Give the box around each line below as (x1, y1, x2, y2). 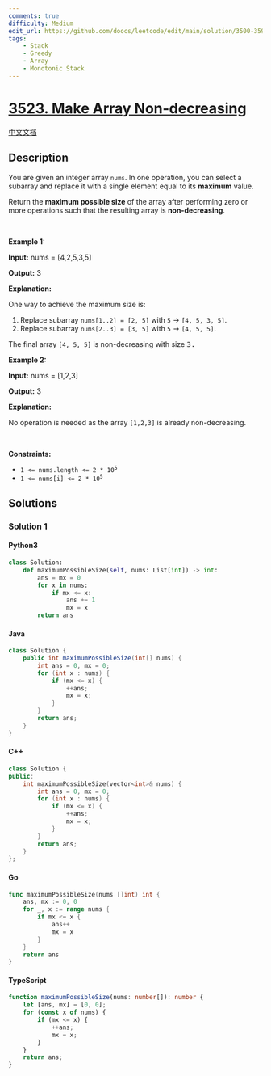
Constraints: (8, 449, 52, 458)
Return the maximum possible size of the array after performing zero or (8, 196, 248, 206)
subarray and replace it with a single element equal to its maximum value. (8, 181, 254, 191)
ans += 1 (65, 596, 95, 605)
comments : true (8, 11, 60, 20)
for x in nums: (37, 581, 89, 589)
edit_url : (8, 27, 42, 35)
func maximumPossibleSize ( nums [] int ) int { (8, 890, 161, 898)
